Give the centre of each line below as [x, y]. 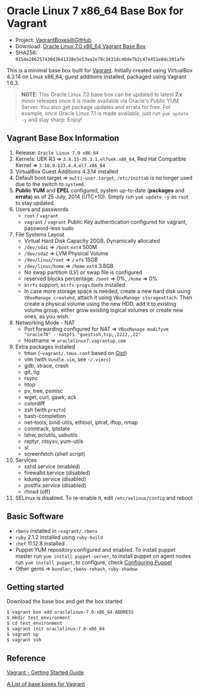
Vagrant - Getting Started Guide [45, 673]
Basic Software [35, 517]
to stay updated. [35, 203]
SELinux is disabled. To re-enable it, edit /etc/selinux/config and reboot [104, 498]
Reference [26, 658]
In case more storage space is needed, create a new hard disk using [107, 291]
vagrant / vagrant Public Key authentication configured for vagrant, [106, 222]
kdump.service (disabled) [55, 479]
